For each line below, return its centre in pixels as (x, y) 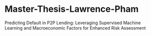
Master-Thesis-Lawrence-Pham (72, 9)
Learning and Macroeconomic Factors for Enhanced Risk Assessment (75, 28)
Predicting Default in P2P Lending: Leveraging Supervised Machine (73, 23)
